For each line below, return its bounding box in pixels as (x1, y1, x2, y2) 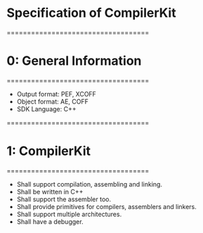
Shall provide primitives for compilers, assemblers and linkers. (16, 202, 197, 210)
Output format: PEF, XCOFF (16, 89, 96, 98)
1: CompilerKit (6, 143, 91, 159)
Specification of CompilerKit (6, 5, 176, 21)
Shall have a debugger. (16, 217, 84, 226)
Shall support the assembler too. (16, 195, 112, 203)
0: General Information (6, 53, 142, 69)
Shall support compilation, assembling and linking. (16, 180, 163, 188)
